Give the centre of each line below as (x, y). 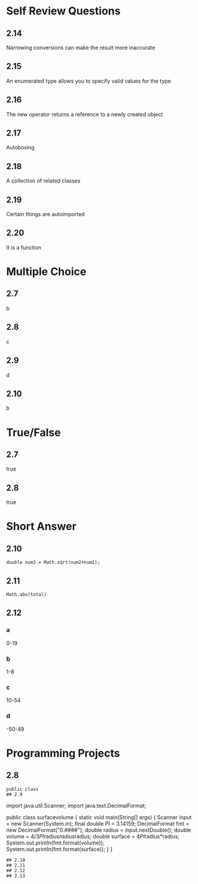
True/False (33, 432)
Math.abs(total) (26, 594)
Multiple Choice (46, 272)
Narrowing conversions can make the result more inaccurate (81, 47)
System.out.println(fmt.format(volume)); (55, 843)
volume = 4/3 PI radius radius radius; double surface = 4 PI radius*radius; (93, 836)
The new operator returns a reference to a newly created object (85, 114)
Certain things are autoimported (45, 214)
